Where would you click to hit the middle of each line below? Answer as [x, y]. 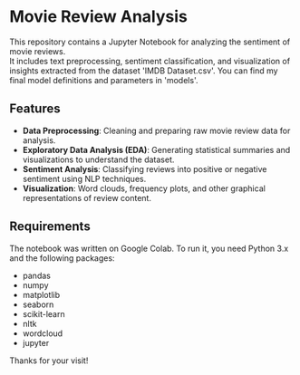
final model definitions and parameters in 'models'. [104, 80]
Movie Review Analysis [99, 17]
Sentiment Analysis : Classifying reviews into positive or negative [145, 168]
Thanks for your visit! [49, 361]
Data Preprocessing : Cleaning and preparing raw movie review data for [156, 130]
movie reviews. [38, 51]
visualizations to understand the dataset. [98, 159]
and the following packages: [62, 258]
